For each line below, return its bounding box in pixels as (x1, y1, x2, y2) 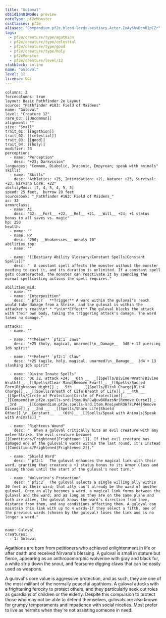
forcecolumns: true (5, 94, 46, 99)
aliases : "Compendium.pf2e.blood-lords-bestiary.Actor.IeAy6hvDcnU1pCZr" (5, 26, 161, 31)
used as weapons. (5, 566, 43, 572)
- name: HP (9, 233, 32, 238)
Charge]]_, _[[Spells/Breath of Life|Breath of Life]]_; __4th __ (5, 389, 145, 394)
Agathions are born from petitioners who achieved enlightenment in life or (5, 545, 156, 551)
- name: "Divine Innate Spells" (9, 371, 77, 376)
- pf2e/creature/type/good (9, 44, 65, 49)
